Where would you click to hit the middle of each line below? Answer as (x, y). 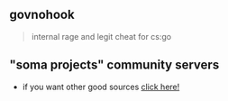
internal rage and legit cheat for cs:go (101, 36)
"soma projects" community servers (114, 65)
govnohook (42, 15)
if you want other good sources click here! (101, 87)
